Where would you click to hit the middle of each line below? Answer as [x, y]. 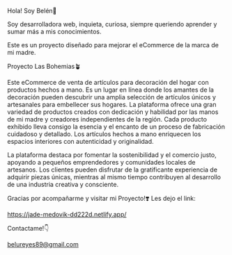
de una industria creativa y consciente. [63, 184]
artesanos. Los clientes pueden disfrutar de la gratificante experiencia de [113, 170]
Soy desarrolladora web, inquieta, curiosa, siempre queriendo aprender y [112, 24]
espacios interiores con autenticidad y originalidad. [81, 141]
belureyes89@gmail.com [43, 244]
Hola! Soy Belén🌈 [32, 11]
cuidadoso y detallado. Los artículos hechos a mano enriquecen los [104, 134]
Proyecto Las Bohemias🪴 [44, 66]
